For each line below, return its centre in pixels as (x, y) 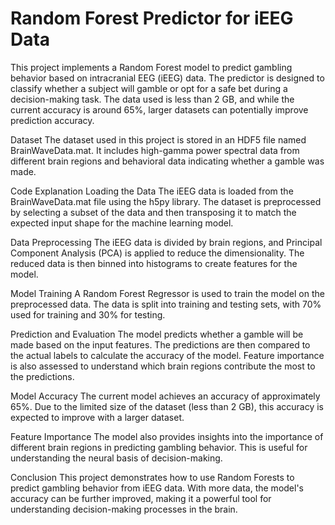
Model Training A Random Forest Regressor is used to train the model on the (167, 293)
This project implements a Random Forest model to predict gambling (151, 67)
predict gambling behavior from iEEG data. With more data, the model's (157, 488)
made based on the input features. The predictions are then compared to (160, 344)
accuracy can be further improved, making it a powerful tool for (141, 498)
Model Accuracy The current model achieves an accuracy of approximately (165, 396)
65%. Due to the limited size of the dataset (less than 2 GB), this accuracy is (167, 406)
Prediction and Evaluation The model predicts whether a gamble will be (157, 334)
